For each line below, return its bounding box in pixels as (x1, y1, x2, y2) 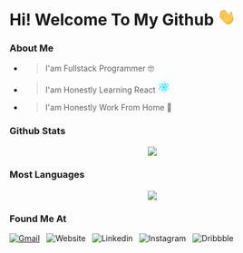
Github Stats (9, 124, 66, 137)
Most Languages (9, 169, 85, 181)
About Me (9, 42, 54, 54)
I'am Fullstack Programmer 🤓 (44, 63, 154, 73)
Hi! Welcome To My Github (9, 10, 215, 30)
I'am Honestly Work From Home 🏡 (44, 102, 172, 112)
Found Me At (9, 212, 67, 225)
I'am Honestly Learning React (44, 84, 156, 95)
